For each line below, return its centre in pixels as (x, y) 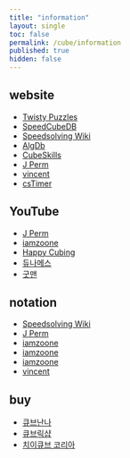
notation (33, 303)
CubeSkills (42, 155)
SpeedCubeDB (49, 126)
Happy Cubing (49, 252)
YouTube (34, 212)
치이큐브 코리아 (49, 445)
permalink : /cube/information (65, 42)
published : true (39, 51)
